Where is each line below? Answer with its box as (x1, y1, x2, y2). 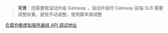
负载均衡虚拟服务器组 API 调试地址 (5, 22, 77, 28)
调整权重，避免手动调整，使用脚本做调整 (17, 11, 102, 17)
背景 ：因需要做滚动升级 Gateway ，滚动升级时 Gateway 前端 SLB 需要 (17, 5, 163, 11)
